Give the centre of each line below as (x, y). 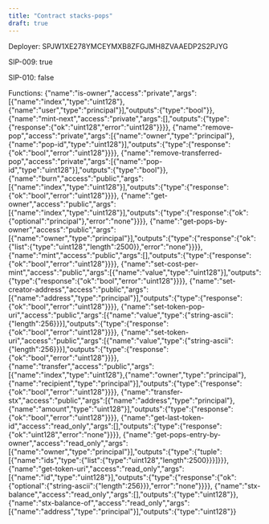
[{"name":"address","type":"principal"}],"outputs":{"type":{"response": (125, 297)
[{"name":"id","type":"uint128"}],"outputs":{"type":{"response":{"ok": (122, 477)
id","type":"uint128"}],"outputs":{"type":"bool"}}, (88, 170)
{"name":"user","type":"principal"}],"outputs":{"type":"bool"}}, (112, 110)
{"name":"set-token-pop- (163, 306)
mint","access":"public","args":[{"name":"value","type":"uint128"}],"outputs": (135, 272)
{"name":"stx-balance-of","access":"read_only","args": (99, 502)
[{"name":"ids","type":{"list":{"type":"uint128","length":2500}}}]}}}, (119, 460)
